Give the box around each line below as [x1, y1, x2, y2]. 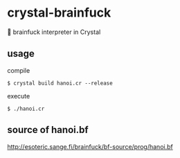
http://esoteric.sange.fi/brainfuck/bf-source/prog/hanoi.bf [7, 142, 173, 150]
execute [7, 91, 30, 100]
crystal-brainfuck [7, 5, 111, 21]
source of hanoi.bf [7, 124, 89, 136]
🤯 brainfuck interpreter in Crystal [7, 28, 101, 36]
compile [7, 66, 30, 74]
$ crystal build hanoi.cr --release [7, 80, 113, 87]
